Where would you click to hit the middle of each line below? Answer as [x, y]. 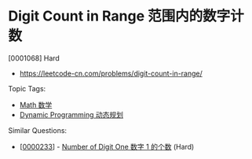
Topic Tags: [27, 88]
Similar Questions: [38, 130]
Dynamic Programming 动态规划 [71, 114]
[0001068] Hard [34, 58]
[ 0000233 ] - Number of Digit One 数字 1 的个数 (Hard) [107, 146]
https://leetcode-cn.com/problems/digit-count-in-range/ [111, 73]
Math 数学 [36, 105]
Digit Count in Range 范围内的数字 [119, 16]
